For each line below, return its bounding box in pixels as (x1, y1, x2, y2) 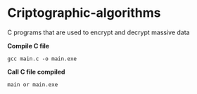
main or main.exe (7, 81, 58, 88)
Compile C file (7, 41, 50, 50)
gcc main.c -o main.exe (7, 55, 77, 62)
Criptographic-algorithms (7, 5, 161, 21)
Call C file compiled (7, 67, 65, 76)
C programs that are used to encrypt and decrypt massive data (7, 28, 190, 36)
